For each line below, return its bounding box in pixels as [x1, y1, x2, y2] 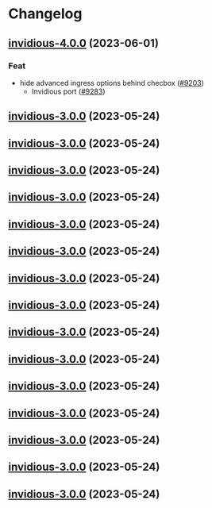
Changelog [8, 5, 83, 23]
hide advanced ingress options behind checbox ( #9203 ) [19, 78, 204, 87]
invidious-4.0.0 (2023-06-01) [8, 37, 159, 50]
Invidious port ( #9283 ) [31, 87, 106, 96]
